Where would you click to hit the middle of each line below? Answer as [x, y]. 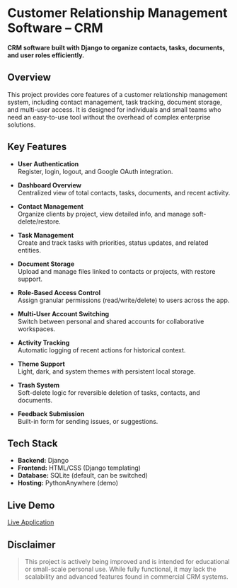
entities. [29, 250]
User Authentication [48, 163]
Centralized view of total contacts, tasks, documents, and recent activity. [124, 192]
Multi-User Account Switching [63, 313]
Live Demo [31, 505]
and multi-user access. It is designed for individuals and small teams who [114, 109]
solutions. [22, 125]
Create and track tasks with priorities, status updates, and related [113, 243]
